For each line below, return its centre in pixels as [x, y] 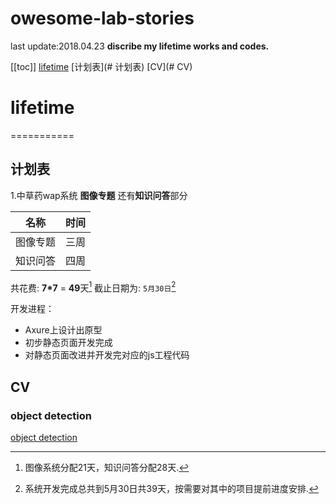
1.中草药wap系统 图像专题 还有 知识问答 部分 [99, 195]
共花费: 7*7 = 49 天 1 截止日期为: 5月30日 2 [93, 287]
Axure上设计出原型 [63, 330]
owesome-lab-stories [102, 18]
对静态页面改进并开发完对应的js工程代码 [107, 355]
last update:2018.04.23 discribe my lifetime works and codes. [140, 46]
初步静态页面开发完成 [68, 343]
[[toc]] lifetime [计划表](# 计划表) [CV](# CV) [101, 66]
